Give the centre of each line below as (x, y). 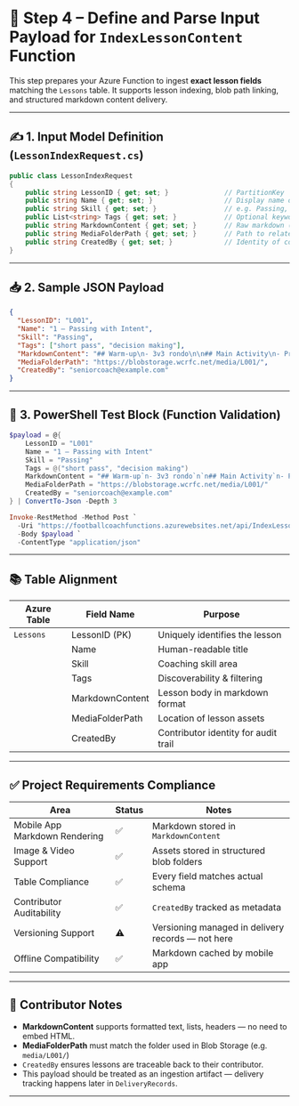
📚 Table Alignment (63, 579)
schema (169, 887)
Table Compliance (52, 882)
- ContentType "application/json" (79, 542)
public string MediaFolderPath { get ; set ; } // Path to (145, 234)
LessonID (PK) (101, 635)
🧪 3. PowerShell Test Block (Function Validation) (145, 414)
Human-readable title (203, 650)
